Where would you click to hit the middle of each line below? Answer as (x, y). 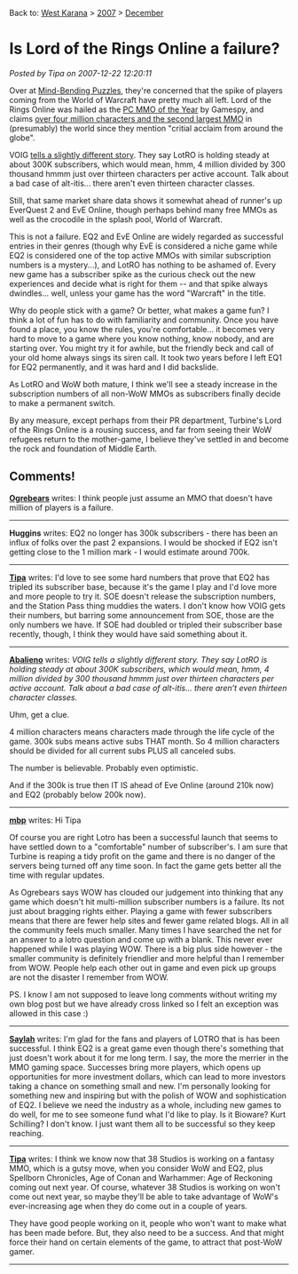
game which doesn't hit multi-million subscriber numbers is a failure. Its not (147, 902)
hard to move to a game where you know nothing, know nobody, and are (142, 338)
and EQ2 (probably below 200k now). (78, 794)
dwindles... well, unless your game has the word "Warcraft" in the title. (137, 293)
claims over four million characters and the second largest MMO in (131, 118)
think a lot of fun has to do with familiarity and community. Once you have (144, 320)
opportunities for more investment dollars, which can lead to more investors (148, 1076)
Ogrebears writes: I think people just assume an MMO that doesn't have (141, 498)
